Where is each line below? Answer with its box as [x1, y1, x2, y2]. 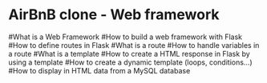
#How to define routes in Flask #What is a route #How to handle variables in [8, 40, 260, 49]
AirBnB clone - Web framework [8, 6, 220, 24]
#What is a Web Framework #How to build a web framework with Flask [8, 32, 243, 41]
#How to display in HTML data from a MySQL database [8, 65, 191, 75]
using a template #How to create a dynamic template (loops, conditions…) [8, 57, 253, 67]
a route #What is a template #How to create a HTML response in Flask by [8, 49, 250, 58]
